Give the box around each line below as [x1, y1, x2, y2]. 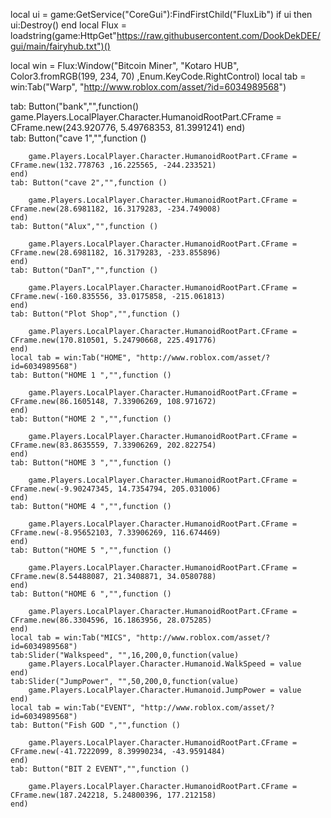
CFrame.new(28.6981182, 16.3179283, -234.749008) [10, 204, 222, 214]
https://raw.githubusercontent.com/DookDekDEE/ [116, 30, 321, 41]
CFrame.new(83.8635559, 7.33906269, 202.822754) [10, 440, 217, 450]
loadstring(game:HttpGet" [10, 30, 117, 41]
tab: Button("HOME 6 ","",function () [10, 589, 172, 599]
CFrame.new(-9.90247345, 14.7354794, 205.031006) [10, 484, 222, 494]
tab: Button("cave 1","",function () [10, 132, 147, 144]
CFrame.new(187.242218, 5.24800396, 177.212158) [10, 790, 217, 800]
